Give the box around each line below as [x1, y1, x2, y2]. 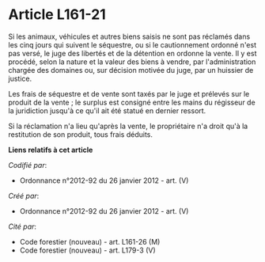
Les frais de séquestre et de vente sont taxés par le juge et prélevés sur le [8, 89, 250, 98]
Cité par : [8, 222, 37, 231]
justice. [8, 74, 32, 83]
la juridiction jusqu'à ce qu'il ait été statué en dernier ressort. [8, 105, 206, 116]
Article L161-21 [8, 6, 107, 24]
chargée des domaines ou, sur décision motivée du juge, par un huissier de [8, 65, 254, 74]
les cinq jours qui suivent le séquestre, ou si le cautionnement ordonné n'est [8, 40, 257, 49]
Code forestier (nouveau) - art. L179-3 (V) [19, 245, 156, 255]
